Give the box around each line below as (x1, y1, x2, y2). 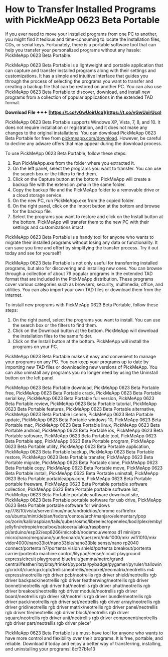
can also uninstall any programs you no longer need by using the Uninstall (5, 369, 158, 375)
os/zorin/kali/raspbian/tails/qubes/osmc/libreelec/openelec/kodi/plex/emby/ (5, 518, 162, 524)
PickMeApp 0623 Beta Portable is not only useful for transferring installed (5, 259, 158, 266)
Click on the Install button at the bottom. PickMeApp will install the (12, 338, 149, 344)
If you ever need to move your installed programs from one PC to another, (5, 31, 158, 37)
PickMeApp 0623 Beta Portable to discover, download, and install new (5, 89, 150, 95)
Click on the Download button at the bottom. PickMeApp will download (12, 327, 159, 334)
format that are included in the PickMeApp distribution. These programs (5, 276, 154, 282)
